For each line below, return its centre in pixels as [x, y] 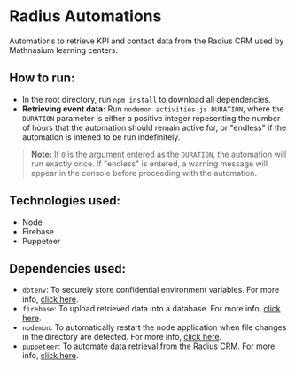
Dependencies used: [68, 269]
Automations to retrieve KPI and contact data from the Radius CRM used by [147, 41]
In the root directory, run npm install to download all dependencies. [147, 99]
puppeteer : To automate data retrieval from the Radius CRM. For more [148, 346]
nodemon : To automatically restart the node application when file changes [154, 327]
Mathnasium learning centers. [63, 50]
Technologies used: [65, 201]
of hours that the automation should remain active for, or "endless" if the [154, 127]
